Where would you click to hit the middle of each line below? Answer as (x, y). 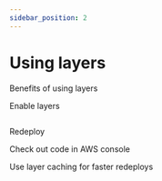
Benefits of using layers (54, 88)
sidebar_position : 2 (49, 18)
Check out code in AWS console (70, 149)
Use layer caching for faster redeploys (81, 166)
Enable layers (35, 106)
